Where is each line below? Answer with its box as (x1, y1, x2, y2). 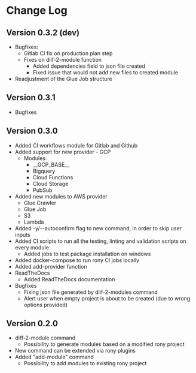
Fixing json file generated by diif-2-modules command (23, 288, 158, 296)
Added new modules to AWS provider (14, 192, 108, 200)
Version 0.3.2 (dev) (6, 28, 79, 38)
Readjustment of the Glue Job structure (14, 76, 112, 82)
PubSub (32, 186, 53, 194)
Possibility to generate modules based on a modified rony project (23, 341, 185, 348)
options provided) (23, 301, 68, 308)
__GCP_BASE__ (32, 161, 70, 168)
